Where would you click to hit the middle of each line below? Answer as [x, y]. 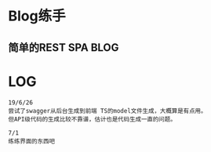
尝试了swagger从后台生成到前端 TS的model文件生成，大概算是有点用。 [107, 110]
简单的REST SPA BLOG [64, 47]
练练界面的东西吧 [32, 141]
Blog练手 [37, 16]
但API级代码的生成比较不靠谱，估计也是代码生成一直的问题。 [92, 119]
